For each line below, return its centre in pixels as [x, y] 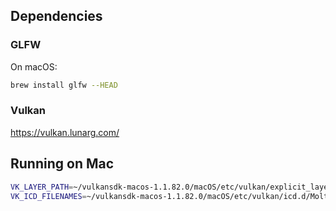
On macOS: [34, 66]
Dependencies [56, 16]
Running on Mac [62, 164]
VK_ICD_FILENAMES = [48, 196]
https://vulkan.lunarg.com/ [65, 132]
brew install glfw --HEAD [64, 85]
